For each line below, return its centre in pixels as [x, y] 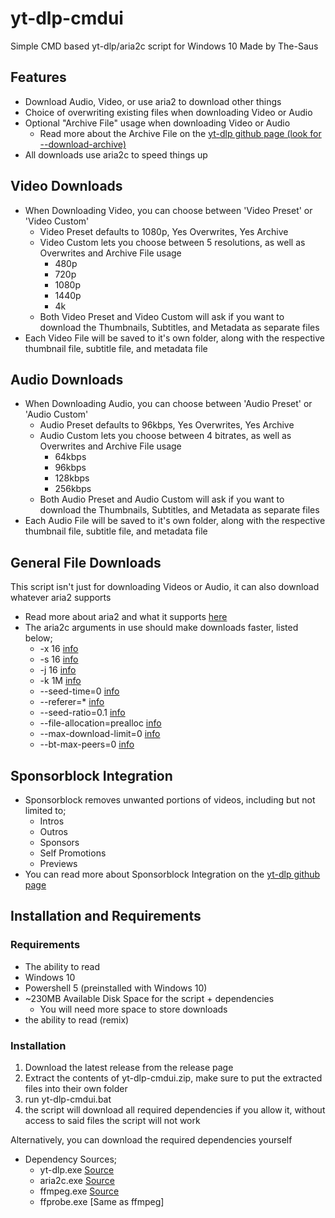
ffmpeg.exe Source [79, 1191]
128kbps [72, 478]
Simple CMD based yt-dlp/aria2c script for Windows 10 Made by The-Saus [164, 46]
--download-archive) [83, 144]
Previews [58, 863]
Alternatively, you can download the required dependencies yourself [151, 1139]
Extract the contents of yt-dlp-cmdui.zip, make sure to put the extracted [173, 1078]
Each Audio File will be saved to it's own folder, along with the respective [175, 521]
